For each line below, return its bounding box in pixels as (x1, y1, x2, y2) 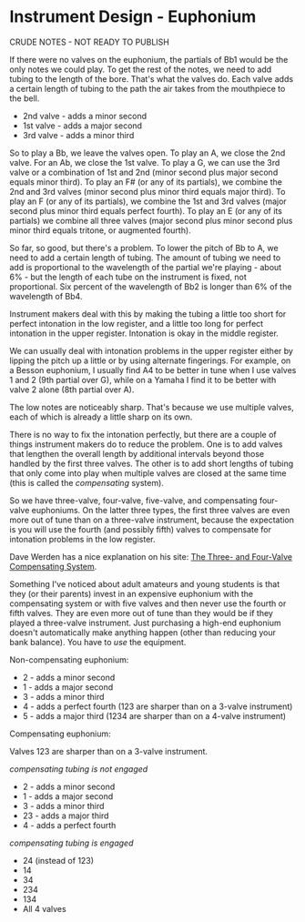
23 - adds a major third (22, 810, 109, 821)
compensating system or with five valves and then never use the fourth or (9, 598, 287, 609)
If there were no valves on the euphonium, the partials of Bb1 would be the (9, 54, 289, 65)
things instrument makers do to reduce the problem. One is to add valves (9, 439, 284, 450)
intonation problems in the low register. (9, 533, 157, 544)
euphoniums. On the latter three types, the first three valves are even (31, 504, 290, 515)
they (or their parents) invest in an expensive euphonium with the (9, 588, 253, 599)
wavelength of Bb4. (9, 290, 83, 301)
